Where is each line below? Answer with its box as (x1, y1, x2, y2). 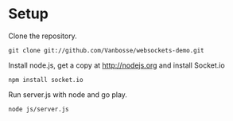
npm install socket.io (8, 76, 83, 84)
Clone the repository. (8, 31, 77, 41)
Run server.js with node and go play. (8, 89, 127, 100)
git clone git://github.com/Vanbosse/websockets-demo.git (8, 46, 204, 54)
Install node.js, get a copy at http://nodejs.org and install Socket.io (8, 60, 225, 70)
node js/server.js (8, 105, 69, 113)
